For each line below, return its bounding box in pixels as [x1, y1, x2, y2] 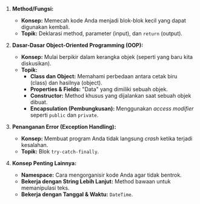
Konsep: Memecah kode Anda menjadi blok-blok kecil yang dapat [21, 17, 187, 24]
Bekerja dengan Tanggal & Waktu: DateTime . [21, 191, 133, 198]
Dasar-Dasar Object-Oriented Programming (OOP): [12, 42, 144, 49]
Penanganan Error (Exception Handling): [12, 123, 116, 130]
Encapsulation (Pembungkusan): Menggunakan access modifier [30, 105, 194, 112]
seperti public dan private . [30, 112, 99, 118]
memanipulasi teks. [21, 185, 70, 191]
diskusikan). [21, 60, 52, 67]
